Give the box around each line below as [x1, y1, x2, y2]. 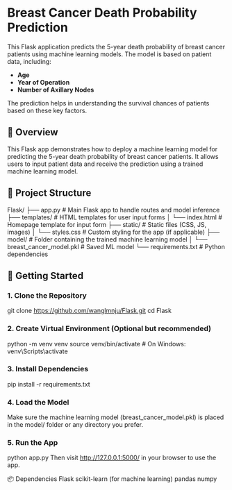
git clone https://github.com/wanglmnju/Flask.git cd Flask [7, 307, 172, 315]
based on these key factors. [7, 106, 88, 115]
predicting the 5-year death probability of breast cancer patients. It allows [7, 152, 219, 160]
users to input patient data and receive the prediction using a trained [7, 160, 204, 168]
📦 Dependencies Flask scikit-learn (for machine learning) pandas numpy [7, 475, 217, 483]
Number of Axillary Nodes [17, 85, 94, 94]
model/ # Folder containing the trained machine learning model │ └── [7, 235, 208, 244]
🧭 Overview [7, 126, 58, 138]
